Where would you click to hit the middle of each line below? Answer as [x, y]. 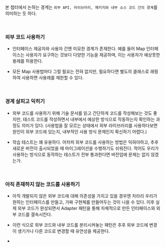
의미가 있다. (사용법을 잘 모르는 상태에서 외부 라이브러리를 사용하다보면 [90, 125]
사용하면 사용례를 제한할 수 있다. [53, 78]
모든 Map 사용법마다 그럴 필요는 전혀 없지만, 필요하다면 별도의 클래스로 [81, 72]
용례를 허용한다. [27, 61]
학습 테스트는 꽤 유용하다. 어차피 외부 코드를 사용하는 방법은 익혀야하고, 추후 [85, 142]
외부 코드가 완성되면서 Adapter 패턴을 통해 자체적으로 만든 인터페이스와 [86, 208]
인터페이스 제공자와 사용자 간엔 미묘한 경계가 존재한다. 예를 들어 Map [79, 49]
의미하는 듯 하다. [21, 13]
